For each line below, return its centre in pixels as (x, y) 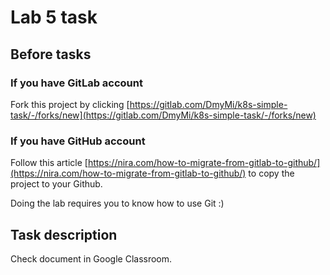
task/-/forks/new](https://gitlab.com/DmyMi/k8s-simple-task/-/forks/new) (163, 115)
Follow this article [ (49, 163)
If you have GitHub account (78, 141)
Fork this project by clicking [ (70, 104)
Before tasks (51, 54)
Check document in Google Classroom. (91, 258)
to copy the (271, 173)
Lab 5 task (54, 17)
